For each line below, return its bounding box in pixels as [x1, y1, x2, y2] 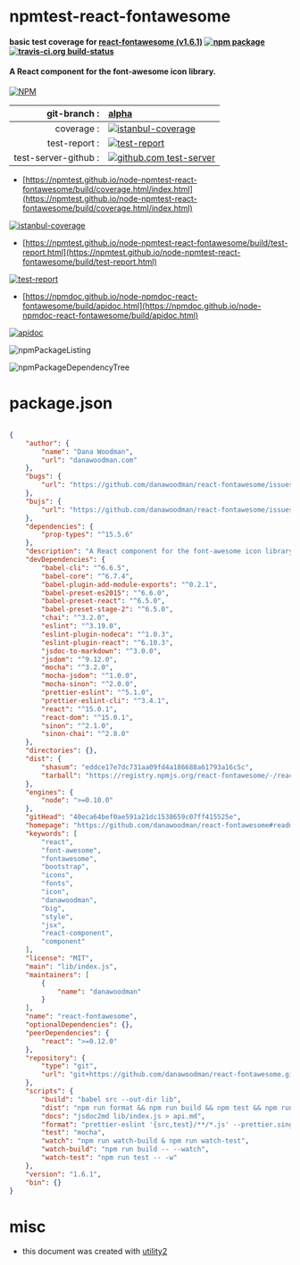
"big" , [41, 904, 66, 913]
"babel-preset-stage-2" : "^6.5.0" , [41, 605, 174, 614]
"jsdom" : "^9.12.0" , [41, 655, 118, 664]
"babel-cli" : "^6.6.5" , [41, 563, 129, 573]
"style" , [41, 912, 74, 921]
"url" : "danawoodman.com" [41, 456, 138, 465]
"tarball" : [41, 771, 82, 780]
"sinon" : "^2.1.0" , [41, 721, 114, 730]
